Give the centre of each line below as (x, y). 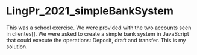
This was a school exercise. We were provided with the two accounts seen (99, 27)
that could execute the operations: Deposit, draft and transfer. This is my (96, 40)
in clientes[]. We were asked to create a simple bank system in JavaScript (98, 33)
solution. (17, 47)
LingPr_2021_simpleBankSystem (90, 11)
